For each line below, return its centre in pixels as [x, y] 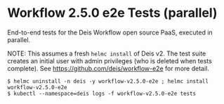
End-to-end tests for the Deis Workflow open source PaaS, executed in [110, 32]
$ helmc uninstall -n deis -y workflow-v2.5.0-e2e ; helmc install [108, 81]
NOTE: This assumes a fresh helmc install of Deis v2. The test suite [107, 53]
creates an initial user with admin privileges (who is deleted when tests [110, 60]
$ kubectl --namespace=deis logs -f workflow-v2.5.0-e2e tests [102, 93]
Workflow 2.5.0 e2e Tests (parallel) [112, 13]
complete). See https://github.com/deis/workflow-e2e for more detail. [108, 68]
